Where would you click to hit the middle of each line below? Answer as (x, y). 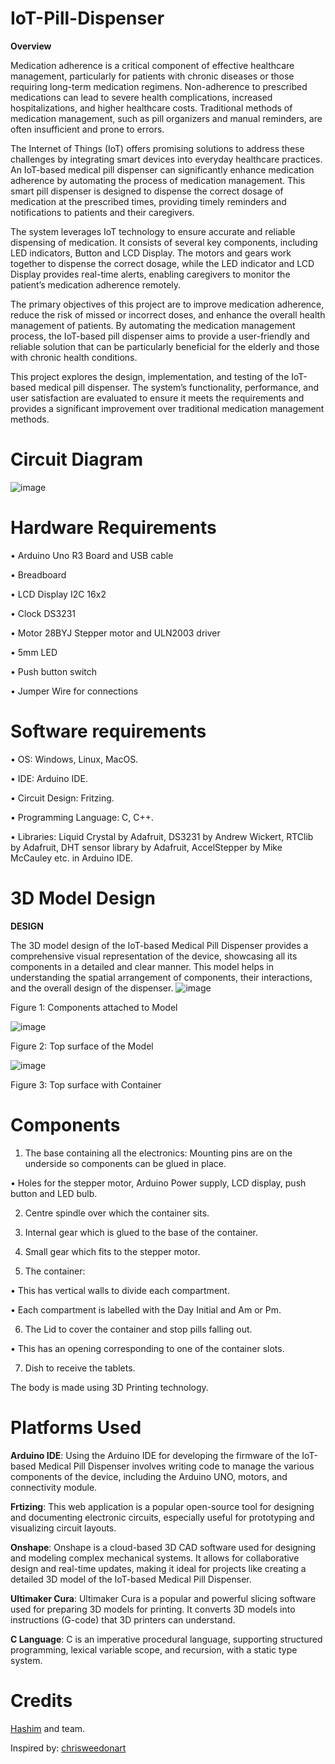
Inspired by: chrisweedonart (68, 1748)
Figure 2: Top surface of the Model (82, 1046)
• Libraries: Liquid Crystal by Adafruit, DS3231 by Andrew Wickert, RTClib (162, 836)
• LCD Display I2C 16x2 (58, 594)
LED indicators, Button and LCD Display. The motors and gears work (151, 253)
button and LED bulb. (54, 1193)
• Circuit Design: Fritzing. (62, 798)
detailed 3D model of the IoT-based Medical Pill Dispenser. (131, 1579)
